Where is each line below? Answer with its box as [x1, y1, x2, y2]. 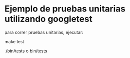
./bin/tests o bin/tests [4, 48, 47, 54]
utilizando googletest [4, 13, 93, 24]
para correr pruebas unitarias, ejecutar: [4, 29, 84, 35]
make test [4, 38, 25, 44]
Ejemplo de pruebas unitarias [4, 3, 126, 14]
